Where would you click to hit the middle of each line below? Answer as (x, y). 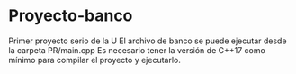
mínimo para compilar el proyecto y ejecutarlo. (94, 60)
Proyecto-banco (71, 16)
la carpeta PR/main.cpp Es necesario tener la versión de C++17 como (137, 50)
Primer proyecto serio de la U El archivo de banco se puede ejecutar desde (148, 41)
